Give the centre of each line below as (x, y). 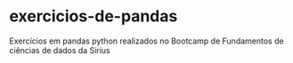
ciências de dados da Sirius (60, 50)
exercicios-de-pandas (94, 16)
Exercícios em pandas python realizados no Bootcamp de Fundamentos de (146, 41)
